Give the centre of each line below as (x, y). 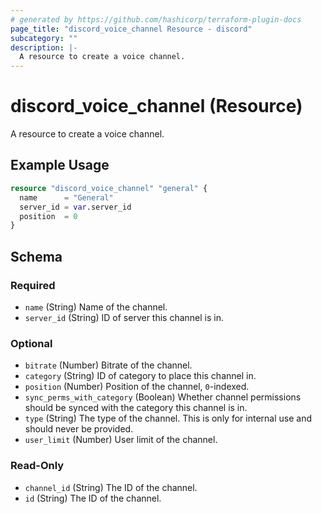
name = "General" (66, 197)
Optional (31, 343)
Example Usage (60, 165)
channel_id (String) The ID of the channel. (111, 487)
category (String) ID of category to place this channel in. (140, 376)
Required (33, 285)
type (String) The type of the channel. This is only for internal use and (168, 418)
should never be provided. (79, 429)
